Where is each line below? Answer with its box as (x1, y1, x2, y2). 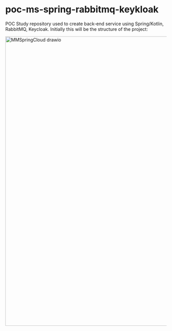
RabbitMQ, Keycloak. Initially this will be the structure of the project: (5, 26, 148, 32)
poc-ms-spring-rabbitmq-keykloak (5, 4, 159, 15)
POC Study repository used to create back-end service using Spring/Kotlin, (5, 21, 164, 27)
